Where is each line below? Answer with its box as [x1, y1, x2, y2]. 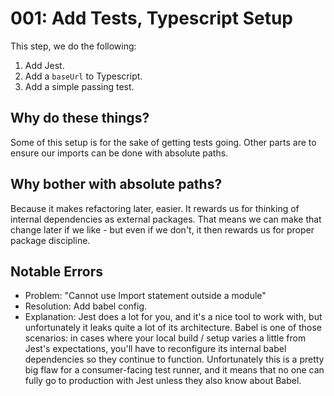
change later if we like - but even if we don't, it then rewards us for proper [10, 223, 315, 236]
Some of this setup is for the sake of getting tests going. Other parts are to [10, 136, 317, 148]
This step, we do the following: [10, 40, 137, 52]
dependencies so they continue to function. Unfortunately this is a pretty [24, 353, 325, 366]
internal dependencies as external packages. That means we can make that [10, 213, 322, 225]
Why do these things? [10, 110, 150, 127]
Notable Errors [10, 263, 103, 280]
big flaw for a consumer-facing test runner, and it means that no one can [24, 364, 325, 376]
